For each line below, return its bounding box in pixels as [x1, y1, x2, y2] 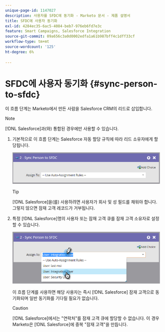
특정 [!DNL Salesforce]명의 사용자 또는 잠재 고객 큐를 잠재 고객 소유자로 [12, 216, 151, 222]
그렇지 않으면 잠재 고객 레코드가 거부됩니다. [12, 205, 95, 211]
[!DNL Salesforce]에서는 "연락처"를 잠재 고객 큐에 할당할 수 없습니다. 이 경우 [12, 315, 160, 321]
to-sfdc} [5, 89, 40, 100]
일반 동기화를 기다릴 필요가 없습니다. [29, 295, 99, 301]
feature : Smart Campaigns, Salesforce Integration [5, 29, 111, 34]
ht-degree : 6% [5, 49, 34, 54]
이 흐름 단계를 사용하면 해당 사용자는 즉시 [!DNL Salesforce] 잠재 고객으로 [12, 289, 155, 295]
